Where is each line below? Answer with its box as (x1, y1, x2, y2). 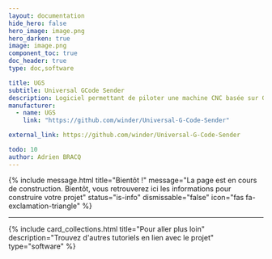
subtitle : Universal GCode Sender (8, 86, 125, 94)
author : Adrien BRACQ (8, 152, 82, 161)
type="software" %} (8, 241, 76, 251)
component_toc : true (8, 49, 79, 57)
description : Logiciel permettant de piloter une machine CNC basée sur (8, 94, 259, 102)
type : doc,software (8, 65, 74, 73)
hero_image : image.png (8, 27, 85, 35)
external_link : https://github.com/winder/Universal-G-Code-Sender (8, 131, 241, 140)
